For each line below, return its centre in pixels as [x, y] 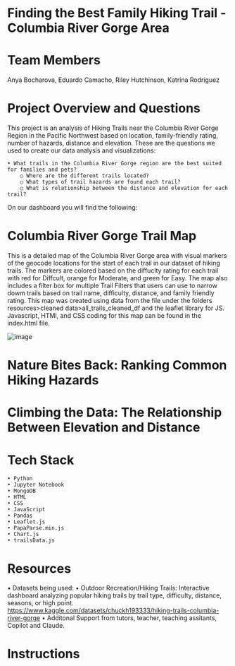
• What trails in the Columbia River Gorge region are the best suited [114, 164]
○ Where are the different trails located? [85, 176]
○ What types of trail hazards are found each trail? [100, 182]
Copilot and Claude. [36, 626]
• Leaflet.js [26, 522]
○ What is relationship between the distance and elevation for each [124, 189]
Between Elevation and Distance [104, 428]
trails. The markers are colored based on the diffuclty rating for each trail [113, 270]
